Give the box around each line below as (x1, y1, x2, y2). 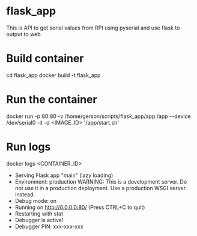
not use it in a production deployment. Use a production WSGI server (14, 184, 186, 191)
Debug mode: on (14, 197, 57, 204)
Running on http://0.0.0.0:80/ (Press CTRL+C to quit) (14, 203, 145, 211)
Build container (6, 52, 84, 66)
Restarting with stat (14, 210, 64, 217)
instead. (14, 191, 35, 198)
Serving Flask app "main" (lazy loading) (14, 172, 114, 179)
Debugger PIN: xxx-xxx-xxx (14, 223, 84, 230)
